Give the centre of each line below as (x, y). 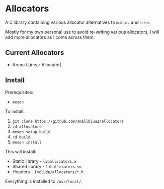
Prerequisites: (19, 92)
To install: (15, 111)
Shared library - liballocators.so (47, 166)
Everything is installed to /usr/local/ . (44, 181)
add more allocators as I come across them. (50, 37)
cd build (21, 137)
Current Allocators (35, 53)
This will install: (21, 151)
